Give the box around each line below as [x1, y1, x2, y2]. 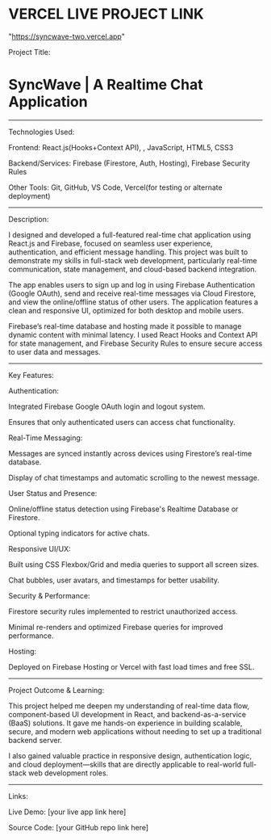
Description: [8, 214, 49, 224]
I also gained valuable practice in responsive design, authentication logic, [8, 750, 252, 760]
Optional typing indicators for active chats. [8, 528, 150, 538]
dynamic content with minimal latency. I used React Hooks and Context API [8, 330, 258, 339]
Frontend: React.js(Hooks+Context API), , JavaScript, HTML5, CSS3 [8, 142, 234, 152]
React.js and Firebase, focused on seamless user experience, [8, 238, 213, 248]
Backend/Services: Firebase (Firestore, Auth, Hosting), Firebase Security [8, 158, 250, 168]
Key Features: [8, 370, 54, 380]
